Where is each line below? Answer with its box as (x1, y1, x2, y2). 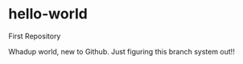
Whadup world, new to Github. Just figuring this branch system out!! (8, 46, 235, 56)
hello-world (8, 5, 89, 23)
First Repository (8, 31, 61, 41)
